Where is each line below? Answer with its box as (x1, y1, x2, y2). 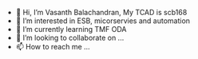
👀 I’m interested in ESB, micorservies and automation (15, 16, 190, 26)
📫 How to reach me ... (15, 42, 90, 51)
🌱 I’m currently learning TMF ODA (15, 25, 127, 33)
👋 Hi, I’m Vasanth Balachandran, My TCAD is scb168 (15, 8, 188, 17)
